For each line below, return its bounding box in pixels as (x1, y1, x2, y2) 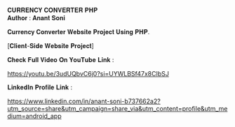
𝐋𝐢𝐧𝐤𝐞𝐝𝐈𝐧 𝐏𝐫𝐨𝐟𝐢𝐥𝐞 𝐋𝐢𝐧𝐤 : (7, 83, 72, 91)
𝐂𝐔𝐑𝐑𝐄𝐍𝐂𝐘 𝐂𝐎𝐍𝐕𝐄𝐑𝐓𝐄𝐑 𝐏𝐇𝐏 (7, 6, 98, 14)
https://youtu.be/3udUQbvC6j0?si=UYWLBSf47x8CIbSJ (7, 70, 170, 77)
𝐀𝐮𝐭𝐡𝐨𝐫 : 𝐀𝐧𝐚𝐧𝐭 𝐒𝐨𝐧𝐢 (7, 14, 65, 22)
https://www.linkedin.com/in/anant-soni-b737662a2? (7, 97, 161, 105)
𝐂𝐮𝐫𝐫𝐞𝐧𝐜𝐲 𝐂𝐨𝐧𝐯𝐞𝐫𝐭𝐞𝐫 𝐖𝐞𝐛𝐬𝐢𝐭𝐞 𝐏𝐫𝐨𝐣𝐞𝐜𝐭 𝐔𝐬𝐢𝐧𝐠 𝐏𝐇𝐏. (7, 28, 150, 36)
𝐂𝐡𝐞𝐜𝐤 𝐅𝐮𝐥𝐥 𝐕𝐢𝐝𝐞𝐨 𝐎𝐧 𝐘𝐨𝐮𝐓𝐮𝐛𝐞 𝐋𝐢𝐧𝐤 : (7, 56, 114, 63)
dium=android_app (7, 112, 62, 120)
